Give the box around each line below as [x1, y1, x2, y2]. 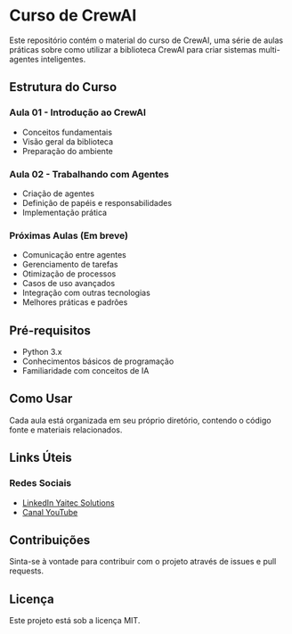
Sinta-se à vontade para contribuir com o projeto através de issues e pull [9, 556, 277, 567]
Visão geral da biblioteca [21, 136, 114, 147]
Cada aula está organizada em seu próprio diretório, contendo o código [9, 415, 272, 425]
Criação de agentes [21, 188, 95, 199]
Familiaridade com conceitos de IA [21, 366, 150, 376]
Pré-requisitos [9, 323, 92, 338]
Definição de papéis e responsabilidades [21, 197, 172, 208]
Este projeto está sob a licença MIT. [9, 615, 141, 626]
